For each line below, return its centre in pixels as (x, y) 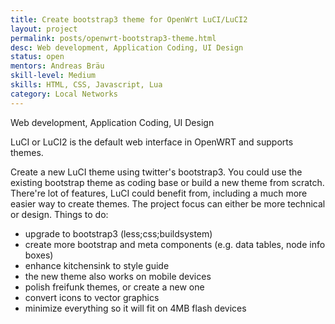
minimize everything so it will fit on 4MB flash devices (135, 308)
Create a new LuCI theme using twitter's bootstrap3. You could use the (156, 172)
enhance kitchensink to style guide (97, 265)
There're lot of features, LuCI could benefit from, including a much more (159, 193)
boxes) (39, 255)
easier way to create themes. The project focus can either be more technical (168, 203)
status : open (37, 57)
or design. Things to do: (59, 214)
